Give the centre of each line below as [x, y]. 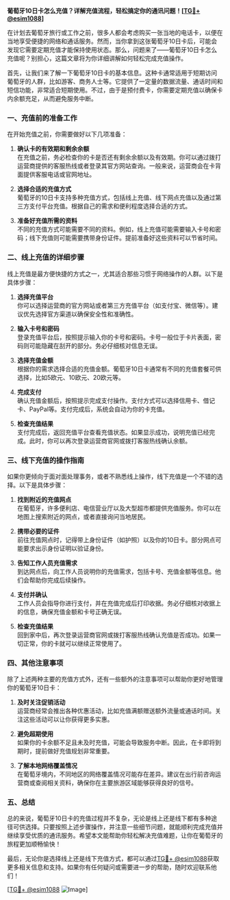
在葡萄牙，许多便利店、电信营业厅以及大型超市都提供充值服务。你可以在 [119, 508]
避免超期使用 [35, 734]
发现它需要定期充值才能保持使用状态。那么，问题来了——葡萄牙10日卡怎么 [112, 50]
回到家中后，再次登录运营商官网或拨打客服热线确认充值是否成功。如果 [116, 635]
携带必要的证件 [38, 531]
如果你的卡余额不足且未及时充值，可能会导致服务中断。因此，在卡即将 [116, 742]
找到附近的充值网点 [44, 499]
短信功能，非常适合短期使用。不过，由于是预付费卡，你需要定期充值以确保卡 [115, 90]
